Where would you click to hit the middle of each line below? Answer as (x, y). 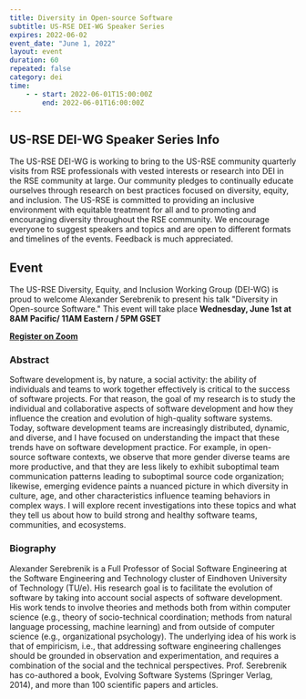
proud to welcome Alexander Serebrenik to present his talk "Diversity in (143, 299)
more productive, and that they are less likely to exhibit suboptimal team (144, 467)
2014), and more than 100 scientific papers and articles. (114, 684)
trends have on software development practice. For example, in (128, 447)
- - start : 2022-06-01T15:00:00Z (89, 94)
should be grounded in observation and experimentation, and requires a (144, 655)
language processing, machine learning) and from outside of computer (142, 626)
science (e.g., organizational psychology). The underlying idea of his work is (153, 636)
